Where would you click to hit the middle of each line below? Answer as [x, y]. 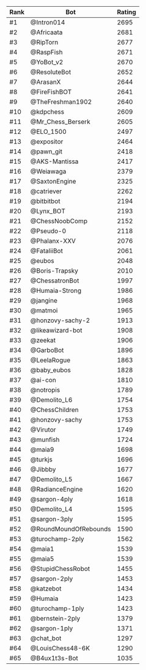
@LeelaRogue [50, 360]
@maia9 [42, 450]
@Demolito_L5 [51, 479]
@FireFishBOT [51, 92]
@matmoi [44, 310]
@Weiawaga [48, 171]
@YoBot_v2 [47, 62]
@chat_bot [46, 638]
